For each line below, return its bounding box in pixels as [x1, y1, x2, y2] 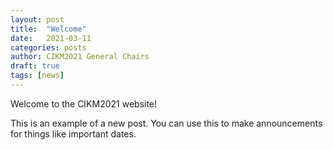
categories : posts [10, 42, 87, 53]
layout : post [10, 14, 65, 25]
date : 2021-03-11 [10, 33, 92, 43]
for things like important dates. [10, 127, 137, 140]
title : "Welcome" [10, 24, 87, 34]
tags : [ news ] [10, 71, 65, 81]
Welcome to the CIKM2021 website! [10, 97, 158, 110]
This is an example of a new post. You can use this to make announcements [10, 117, 323, 129]
